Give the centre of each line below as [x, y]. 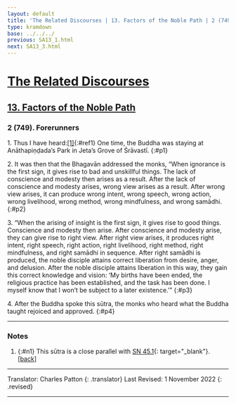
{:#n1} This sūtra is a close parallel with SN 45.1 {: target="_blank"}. [114, 351]
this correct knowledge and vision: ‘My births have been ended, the [105, 275]
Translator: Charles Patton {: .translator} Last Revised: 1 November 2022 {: [115, 379]
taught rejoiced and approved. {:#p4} [61, 311]
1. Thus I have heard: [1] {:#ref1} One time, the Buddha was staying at [105, 142]
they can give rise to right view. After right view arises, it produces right [111, 238]
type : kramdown [29, 27]
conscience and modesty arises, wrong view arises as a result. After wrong [116, 186]
